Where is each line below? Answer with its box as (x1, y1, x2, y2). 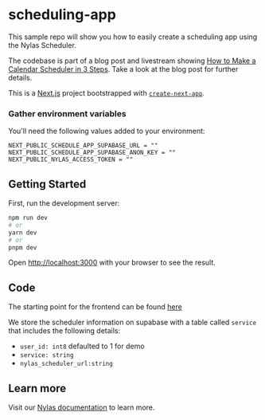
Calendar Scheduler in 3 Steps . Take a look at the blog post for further (8, 64, 239, 73)
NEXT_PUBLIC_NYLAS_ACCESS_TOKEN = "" (8, 155, 134, 164)
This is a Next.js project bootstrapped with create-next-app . (8, 88, 205, 97)
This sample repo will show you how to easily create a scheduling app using (8, 32, 258, 41)
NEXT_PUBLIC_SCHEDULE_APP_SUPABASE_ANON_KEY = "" (8, 149, 177, 157)
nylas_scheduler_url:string (19, 360, 113, 368)
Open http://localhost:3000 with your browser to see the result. (8, 257, 216, 268)
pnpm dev (8, 243, 37, 252)
